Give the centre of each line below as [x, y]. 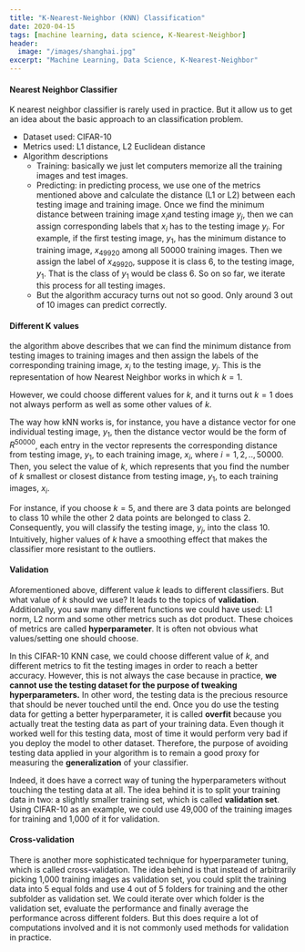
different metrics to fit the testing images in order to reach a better [133, 665]
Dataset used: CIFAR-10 [67, 137]
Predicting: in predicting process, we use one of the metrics [148, 185]
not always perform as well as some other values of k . [111, 404]
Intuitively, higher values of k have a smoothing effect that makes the [138, 539]
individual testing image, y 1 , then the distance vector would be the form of [148, 432]
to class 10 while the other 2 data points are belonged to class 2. [130, 517]
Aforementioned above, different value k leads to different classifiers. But [147, 589]
